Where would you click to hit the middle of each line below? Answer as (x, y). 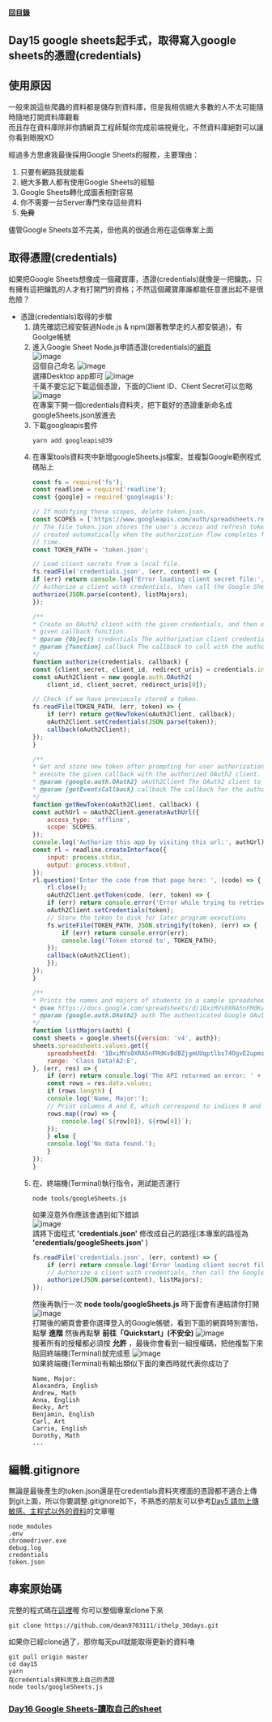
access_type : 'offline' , (89, 820)
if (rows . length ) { (80, 1091)
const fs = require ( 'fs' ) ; (78, 482)
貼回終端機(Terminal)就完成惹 (81, 1353)
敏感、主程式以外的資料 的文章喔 (62, 1512)
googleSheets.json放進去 (74, 415)
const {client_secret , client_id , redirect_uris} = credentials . (144, 669)
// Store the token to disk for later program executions (147, 918)
